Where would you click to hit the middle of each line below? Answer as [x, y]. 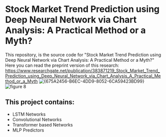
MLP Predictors [28, 130]
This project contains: [40, 102]
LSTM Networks [29, 114]
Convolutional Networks [37, 119]
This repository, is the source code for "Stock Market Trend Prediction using [83, 55]
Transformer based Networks [42, 125]
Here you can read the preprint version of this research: [62, 65]
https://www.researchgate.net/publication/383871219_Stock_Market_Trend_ [83, 70]
